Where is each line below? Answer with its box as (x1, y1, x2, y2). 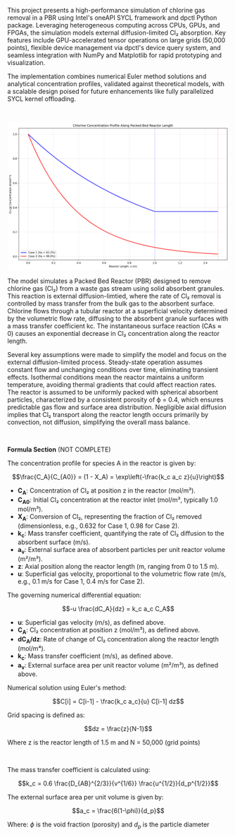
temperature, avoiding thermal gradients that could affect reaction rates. (7, 380, 217, 389)
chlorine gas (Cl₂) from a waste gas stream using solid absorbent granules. (7, 284, 225, 293)
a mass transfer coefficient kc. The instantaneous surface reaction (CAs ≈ (7, 322, 222, 330)
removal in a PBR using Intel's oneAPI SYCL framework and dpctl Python (7, 13, 217, 22)
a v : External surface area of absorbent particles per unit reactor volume (17, 546, 226, 556)
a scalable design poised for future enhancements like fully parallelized (7, 88, 214, 95)
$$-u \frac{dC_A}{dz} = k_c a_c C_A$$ (62, 605, 174, 613)
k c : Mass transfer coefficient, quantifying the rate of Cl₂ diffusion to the (17, 529, 224, 539)
